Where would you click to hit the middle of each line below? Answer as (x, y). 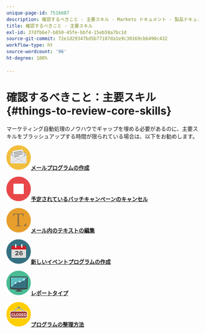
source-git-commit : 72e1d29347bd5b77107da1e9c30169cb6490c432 (87, 39)
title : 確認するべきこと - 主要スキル (50, 26)
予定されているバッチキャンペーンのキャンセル (89, 199)
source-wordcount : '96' (37, 52)
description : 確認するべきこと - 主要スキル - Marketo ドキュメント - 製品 (95, 19)
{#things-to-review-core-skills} (89, 111)
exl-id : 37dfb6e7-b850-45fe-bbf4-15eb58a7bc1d (67, 32)
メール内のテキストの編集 (63, 230)
